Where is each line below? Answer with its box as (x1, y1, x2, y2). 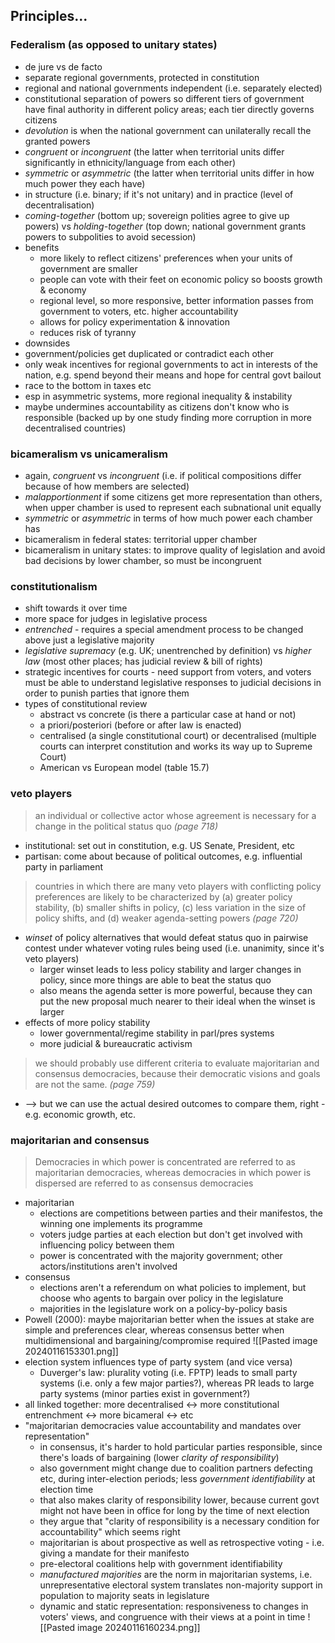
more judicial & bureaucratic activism (39, 1037, 193, 1049)
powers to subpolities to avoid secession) (24, 230, 197, 243)
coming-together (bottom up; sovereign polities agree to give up (24, 209, 290, 221)
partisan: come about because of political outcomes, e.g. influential (24, 850, 303, 862)
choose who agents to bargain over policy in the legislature (39, 1292, 284, 1304)
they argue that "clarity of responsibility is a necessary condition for (39, 1515, 320, 1527)
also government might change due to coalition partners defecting (39, 1462, 313, 1474)
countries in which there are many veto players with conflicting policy (34, 880, 322, 892)
